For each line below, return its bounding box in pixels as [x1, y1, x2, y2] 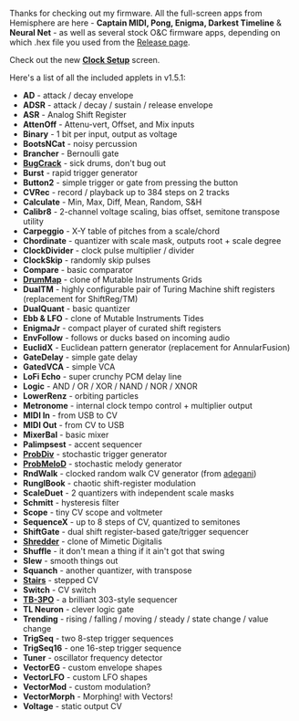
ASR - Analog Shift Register [22, 110, 127, 120]
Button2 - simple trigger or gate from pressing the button [22, 177, 239, 188]
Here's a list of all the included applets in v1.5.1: [9, 72, 187, 83]
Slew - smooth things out [22, 556, 119, 566]
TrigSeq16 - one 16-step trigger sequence [22, 643, 182, 653]
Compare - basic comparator [22, 265, 134, 275]
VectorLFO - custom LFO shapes [22, 672, 148, 683]
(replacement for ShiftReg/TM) [22, 294, 139, 304]
